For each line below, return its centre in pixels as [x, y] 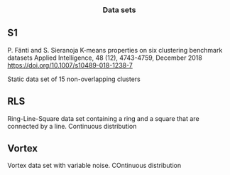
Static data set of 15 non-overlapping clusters [74, 79]
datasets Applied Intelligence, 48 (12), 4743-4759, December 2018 [105, 58]
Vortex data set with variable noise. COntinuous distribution [94, 166]
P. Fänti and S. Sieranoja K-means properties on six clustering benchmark [115, 50]
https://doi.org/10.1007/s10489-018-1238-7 [70, 65]
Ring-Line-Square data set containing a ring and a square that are [104, 118]
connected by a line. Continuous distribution [72, 126]
